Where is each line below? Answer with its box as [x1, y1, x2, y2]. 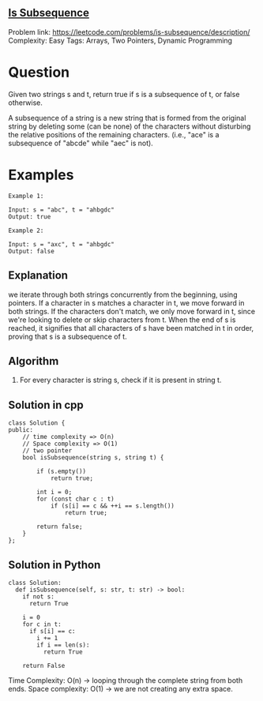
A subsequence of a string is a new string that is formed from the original [8, 113, 246, 122]
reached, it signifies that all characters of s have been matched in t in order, [8, 323, 254, 332]
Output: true [8, 212, 51, 220]
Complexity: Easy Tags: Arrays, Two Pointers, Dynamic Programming [8, 36, 233, 45]
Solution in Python [8, 558, 101, 572]
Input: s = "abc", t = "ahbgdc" [8, 205, 115, 214]
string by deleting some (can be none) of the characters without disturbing [8, 122, 251, 131]
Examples [8, 166, 74, 184]
